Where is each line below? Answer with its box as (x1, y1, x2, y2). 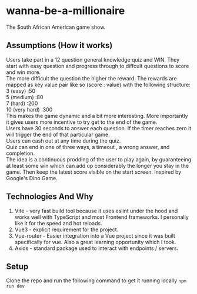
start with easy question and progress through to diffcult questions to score (6, 62, 189, 69)
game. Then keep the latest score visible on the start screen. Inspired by (6, 168, 182, 175)
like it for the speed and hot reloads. (14, 219, 102, 227)
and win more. (6, 69, 41, 76)
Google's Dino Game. (6, 174, 58, 181)
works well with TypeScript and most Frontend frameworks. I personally (14, 213, 189, 221)
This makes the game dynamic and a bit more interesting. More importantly (6, 112, 188, 119)
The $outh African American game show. (6, 23, 106, 31)
